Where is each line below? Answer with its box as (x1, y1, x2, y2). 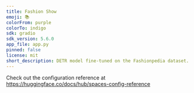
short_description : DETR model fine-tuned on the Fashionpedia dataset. (6, 58, 189, 64)
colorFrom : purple (6, 19, 51, 25)
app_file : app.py (6, 42, 49, 48)
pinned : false (6, 47, 41, 53)
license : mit (6, 52, 38, 58)
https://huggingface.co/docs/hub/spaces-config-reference (6, 80, 151, 87)
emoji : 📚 (6, 14, 30, 20)
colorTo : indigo (6, 25, 46, 31)
